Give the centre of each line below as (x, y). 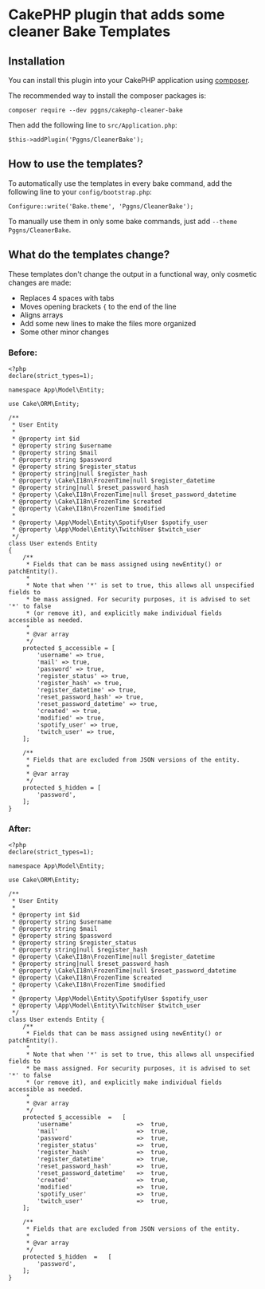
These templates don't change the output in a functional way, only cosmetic (132, 274)
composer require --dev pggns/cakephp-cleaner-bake (95, 110)
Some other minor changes (64, 332)
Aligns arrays (41, 315)
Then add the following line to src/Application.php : (93, 125)
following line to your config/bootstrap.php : (80, 191)
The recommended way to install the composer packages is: (107, 96)
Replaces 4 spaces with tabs (67, 298)
